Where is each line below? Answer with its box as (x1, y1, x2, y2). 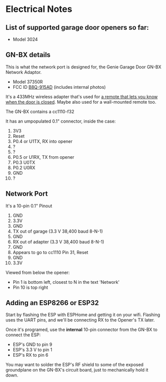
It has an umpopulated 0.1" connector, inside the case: (5, 118, 116, 124)
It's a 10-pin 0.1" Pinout (5, 202, 52, 209)
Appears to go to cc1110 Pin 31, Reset (12, 249, 88, 255)
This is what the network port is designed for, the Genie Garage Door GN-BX (5, 64, 162, 70)
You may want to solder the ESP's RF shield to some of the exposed (5, 362, 144, 368)
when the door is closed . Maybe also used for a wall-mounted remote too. (5, 99, 157, 105)
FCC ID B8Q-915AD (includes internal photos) (12, 84, 106, 90)
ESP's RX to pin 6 (12, 352, 48, 358)
